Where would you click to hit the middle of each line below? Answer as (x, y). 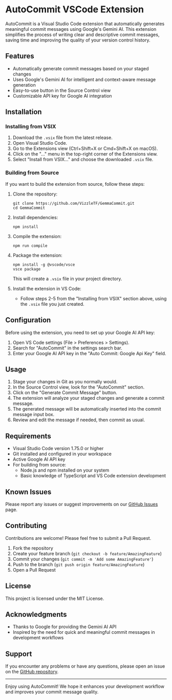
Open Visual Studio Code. (40, 143)
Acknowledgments (36, 615)
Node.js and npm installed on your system (65, 470)
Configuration (28, 320)
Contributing (26, 526)
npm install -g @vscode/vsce (44, 265)
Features (20, 56)
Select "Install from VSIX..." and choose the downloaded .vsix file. (83, 160)
